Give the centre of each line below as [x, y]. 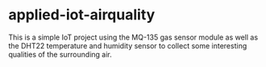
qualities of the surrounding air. [60, 54]
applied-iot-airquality [82, 15]
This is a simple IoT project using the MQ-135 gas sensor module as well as [133, 37]
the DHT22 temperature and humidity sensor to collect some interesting [128, 45]
